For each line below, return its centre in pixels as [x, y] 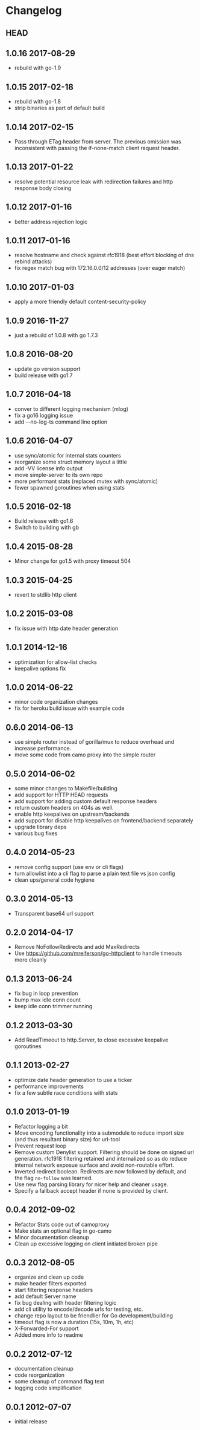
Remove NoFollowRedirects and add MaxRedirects [77, 947]
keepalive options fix [40, 668]
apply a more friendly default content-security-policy [80, 302]
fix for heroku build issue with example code [69, 708]
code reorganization [39, 1375]
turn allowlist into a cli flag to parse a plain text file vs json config [95, 873]
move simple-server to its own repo [58, 474]
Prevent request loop [40, 1146]
